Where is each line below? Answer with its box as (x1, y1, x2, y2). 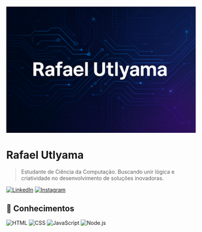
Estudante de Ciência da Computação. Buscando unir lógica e (20, 168, 175, 175)
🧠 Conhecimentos (6, 204, 75, 213)
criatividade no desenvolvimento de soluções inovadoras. (20, 174, 164, 182)
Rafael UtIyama (6, 148, 84, 162)
